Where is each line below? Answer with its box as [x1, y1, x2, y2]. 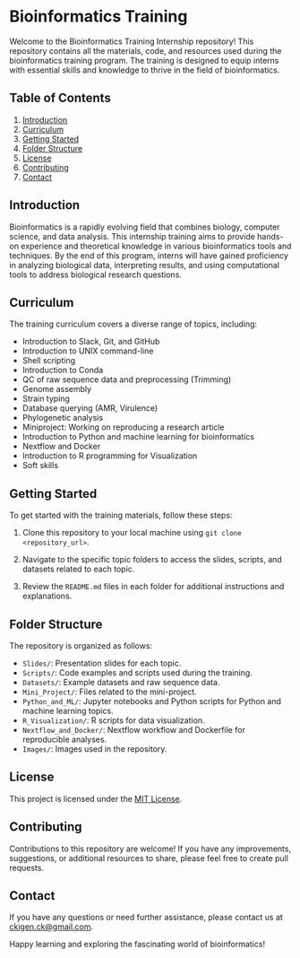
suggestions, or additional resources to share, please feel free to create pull [9, 852, 289, 863]
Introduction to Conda [21, 365, 104, 376]
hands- [256, 231, 284, 241]
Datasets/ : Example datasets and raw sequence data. [21, 677, 220, 687]
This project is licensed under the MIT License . [9, 793, 183, 804]
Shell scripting [21, 355, 76, 366]
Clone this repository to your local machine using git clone [21, 527, 242, 538]
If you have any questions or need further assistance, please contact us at [9, 912, 284, 923]
